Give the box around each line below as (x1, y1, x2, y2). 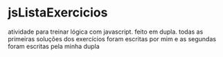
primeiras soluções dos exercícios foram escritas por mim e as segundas (8, 34, 217, 43)
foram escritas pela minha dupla (8, 42, 100, 50)
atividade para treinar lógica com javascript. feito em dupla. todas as (8, 27, 204, 36)
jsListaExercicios (8, 5, 108, 21)
